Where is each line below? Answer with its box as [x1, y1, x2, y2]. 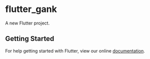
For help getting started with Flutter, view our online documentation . [5, 47, 145, 53]
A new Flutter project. [5, 20, 50, 26]
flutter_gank [5, 3, 57, 15]
